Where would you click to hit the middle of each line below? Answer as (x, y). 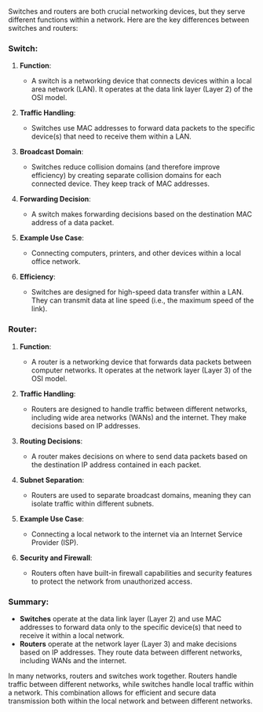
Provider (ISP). (55, 542)
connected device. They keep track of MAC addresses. (121, 184)
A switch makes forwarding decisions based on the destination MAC (142, 214)
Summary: (29, 602)
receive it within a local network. (72, 635)
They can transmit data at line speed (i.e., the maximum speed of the (142, 300)
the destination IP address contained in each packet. (116, 465)
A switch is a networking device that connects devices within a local (142, 81)
